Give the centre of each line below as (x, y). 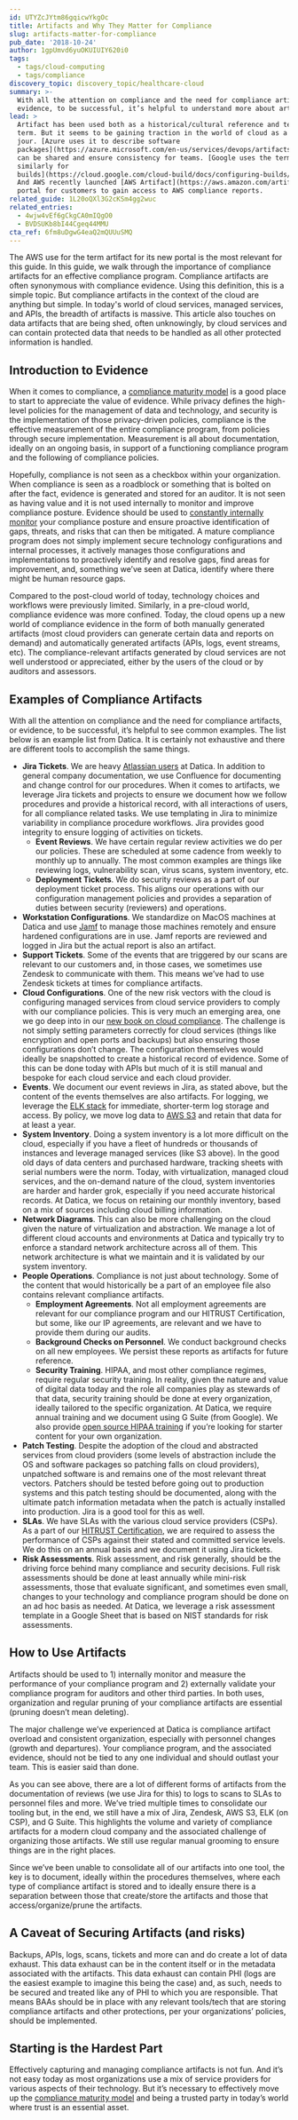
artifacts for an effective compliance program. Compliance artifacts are (139, 276)
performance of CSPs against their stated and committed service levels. (153, 1540)
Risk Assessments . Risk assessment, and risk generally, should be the (151, 1559)
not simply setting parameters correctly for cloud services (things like (149, 1030)
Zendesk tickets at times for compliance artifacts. (112, 983)
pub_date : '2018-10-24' (53, 42)
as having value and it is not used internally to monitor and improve (132, 504)
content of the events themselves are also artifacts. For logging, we (145, 1096)
